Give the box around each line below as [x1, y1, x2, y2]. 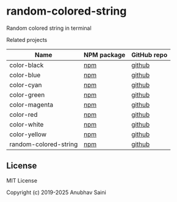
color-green [9, 90, 45, 99]
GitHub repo [131, 50, 168, 59]
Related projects [6, 36, 48, 43]
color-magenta [9, 100, 54, 109]
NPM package [83, 50, 126, 59]
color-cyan [9, 80, 42, 89]
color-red [9, 110, 38, 119]
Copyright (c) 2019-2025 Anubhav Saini [6, 189, 107, 196]
